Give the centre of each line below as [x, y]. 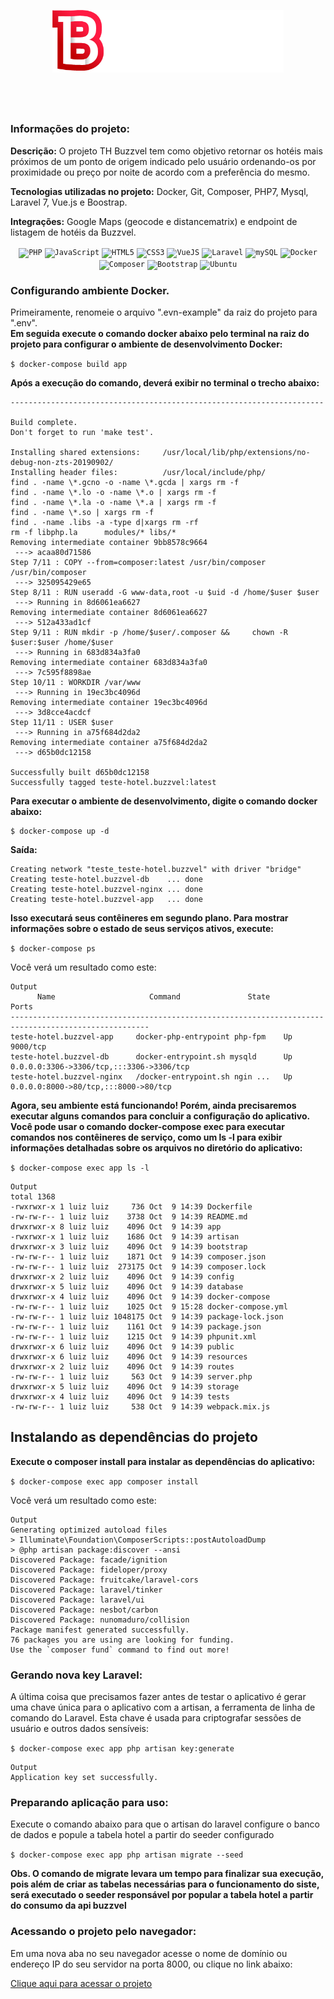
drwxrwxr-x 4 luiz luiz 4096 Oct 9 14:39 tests [120, 1397]
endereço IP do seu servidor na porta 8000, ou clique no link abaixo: [151, 1964]
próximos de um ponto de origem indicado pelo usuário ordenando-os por [163, 161]
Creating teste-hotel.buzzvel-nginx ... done [106, 890]
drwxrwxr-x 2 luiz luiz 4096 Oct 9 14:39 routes [122, 1367]
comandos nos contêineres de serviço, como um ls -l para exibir [146, 1137]
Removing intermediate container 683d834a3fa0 [109, 663]
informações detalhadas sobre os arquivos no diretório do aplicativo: [156, 1148]
